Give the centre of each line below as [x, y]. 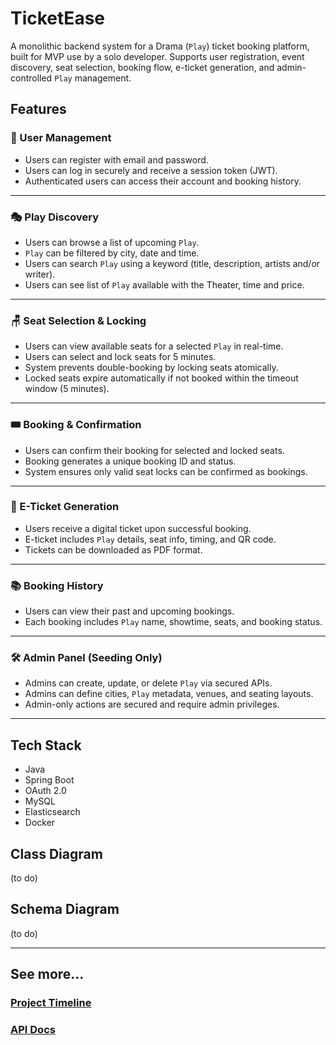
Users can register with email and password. [116, 159]
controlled [31, 78]
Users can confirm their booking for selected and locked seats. [154, 450]
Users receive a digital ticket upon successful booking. [138, 528]
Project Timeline [51, 1003]
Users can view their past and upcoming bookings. [129, 611]
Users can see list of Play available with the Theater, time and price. [164, 284]
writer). [40, 274]
